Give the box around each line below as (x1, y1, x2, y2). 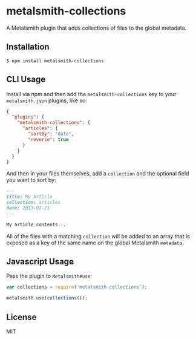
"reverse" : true (28, 136, 69, 143)
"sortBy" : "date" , (28, 131, 74, 137)
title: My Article (6, 194, 53, 200)
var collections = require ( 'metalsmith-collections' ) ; (6, 284, 148, 290)
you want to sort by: (6, 177, 56, 184)
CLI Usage (6, 74, 46, 85)
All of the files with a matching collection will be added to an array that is (6, 232, 191, 240)
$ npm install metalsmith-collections (6, 57, 104, 64)
